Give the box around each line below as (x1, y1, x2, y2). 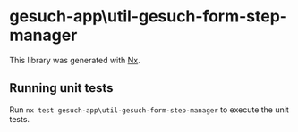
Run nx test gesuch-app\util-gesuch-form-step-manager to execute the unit (9, 104, 289, 115)
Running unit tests (9, 80, 114, 95)
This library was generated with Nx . (9, 54, 140, 65)
